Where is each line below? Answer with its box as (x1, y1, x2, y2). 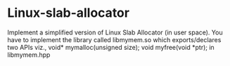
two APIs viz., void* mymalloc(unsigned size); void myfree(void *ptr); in (7, 43, 215, 51)
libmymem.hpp (7, 51, 51, 59)
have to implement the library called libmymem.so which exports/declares (7, 35, 222, 44)
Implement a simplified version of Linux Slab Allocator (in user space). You (7, 28, 223, 37)
